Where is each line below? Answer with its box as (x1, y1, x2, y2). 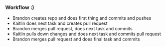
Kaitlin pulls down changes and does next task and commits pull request (12, 31, 161, 37)
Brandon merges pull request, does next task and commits (12, 26, 133, 32)
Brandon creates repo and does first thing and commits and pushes (12, 15, 152, 21)
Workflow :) (5, 4, 34, 11)
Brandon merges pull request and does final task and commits (12, 36, 141, 42)
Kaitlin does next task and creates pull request (12, 20, 108, 26)
